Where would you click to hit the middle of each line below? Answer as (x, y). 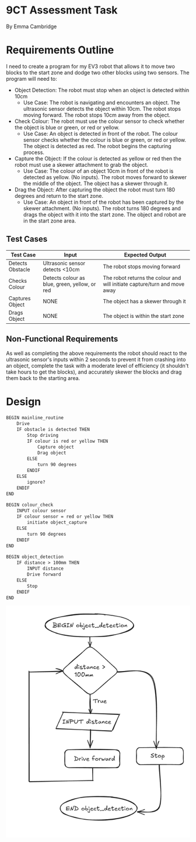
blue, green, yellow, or (69, 284)
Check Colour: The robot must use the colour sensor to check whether (99, 121)
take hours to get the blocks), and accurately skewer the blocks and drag (94, 372)
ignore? (36, 482)
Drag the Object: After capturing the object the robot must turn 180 (95, 189)
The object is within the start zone (144, 316)
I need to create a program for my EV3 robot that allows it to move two (90, 66)
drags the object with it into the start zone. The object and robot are (105, 214)
